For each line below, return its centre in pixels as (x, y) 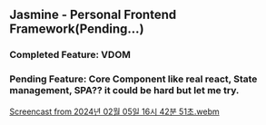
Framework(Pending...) (77, 29)
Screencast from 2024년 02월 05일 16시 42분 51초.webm (114, 111)
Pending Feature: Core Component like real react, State (133, 79)
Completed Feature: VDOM (70, 55)
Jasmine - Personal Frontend (93, 15)
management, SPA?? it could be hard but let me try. (124, 91)
